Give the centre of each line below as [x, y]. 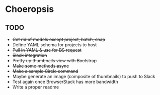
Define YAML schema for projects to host [54, 45]
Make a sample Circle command [45, 71]
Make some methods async [40, 66]
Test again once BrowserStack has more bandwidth [65, 82]
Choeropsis [30, 9]
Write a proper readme [36, 87]
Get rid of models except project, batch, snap [59, 39]
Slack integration [30, 55]
